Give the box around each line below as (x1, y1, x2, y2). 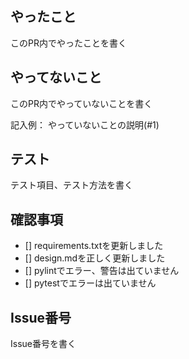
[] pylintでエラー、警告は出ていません (24, 265, 180, 277)
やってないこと (10, 69, 102, 86)
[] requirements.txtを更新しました (24, 240, 164, 252)
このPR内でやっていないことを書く (10, 97, 153, 109)
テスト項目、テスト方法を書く (10, 179, 133, 191)
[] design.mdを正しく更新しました (24, 252, 166, 264)
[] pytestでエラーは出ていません (24, 277, 157, 289)
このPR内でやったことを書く (10, 37, 127, 49)
